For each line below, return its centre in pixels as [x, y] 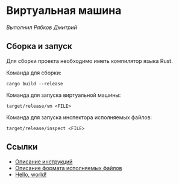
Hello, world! [31, 174]
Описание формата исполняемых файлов [68, 168]
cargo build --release [35, 84]
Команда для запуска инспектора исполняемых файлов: [79, 117]
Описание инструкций [44, 162]
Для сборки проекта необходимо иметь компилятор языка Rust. [89, 61]
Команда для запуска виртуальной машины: [64, 95]
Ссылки [22, 147]
